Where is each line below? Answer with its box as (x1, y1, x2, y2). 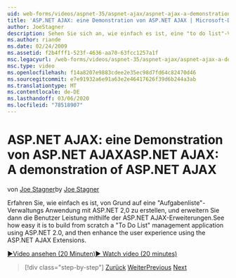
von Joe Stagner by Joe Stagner (7, 185, 100, 193)
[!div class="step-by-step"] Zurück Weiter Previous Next (24, 263, 188, 271)
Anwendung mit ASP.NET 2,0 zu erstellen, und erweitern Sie (45, 206, 220, 214)
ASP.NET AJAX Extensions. (7, 236, 86, 244)
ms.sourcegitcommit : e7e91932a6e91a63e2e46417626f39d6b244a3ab (7, 75, 197, 83)
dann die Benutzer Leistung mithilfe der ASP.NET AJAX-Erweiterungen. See (7, 213, 225, 222)
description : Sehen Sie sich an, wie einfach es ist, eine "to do (7, 29, 206, 37)
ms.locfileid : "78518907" (7, 102, 83, 109)
